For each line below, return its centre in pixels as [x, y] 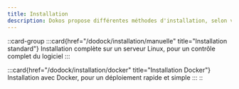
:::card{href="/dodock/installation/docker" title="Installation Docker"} [109, 70]
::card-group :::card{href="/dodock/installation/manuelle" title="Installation [117, 41]
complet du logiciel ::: [39, 56]
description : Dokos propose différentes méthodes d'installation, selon [117, 21]
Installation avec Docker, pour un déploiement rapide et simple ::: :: [105, 77]
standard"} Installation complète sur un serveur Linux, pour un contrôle [111, 48]
